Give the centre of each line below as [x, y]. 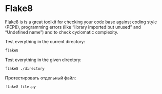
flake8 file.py [20, 87]
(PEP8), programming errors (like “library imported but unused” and [73, 27]
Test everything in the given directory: [43, 60]
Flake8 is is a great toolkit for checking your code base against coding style [81, 22]
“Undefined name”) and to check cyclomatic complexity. [62, 32]
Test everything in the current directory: [45, 41]
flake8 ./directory [25, 68]
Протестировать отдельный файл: [40, 78]
